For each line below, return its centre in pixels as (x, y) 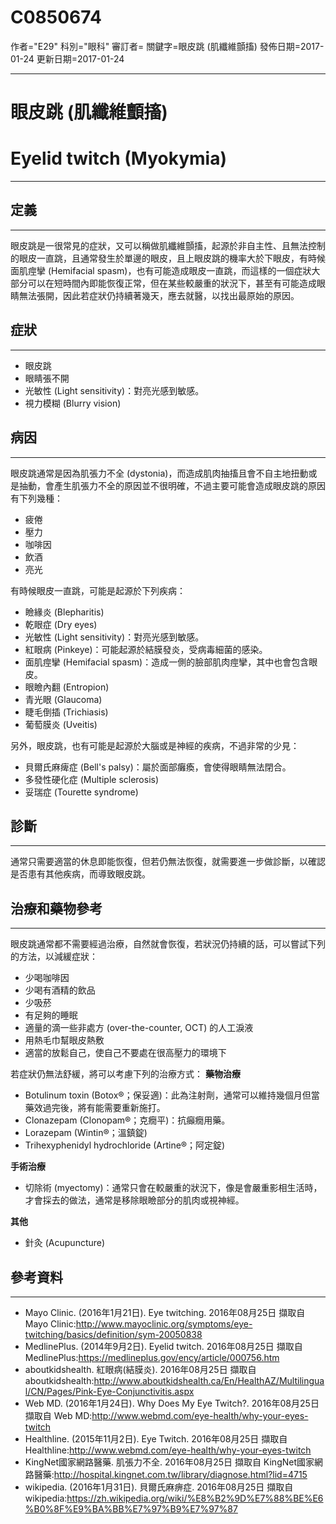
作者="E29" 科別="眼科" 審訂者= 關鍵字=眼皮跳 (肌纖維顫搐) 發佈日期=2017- (167, 46)
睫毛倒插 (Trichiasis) (66, 712)
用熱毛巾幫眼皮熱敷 (64, 1040)
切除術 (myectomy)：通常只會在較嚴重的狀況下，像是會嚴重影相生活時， (173, 1188)
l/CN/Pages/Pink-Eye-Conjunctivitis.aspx (109, 1391)
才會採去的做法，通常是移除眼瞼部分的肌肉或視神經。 (134, 1200)
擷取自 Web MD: (58, 1415)
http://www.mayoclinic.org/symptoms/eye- (164, 1323)
